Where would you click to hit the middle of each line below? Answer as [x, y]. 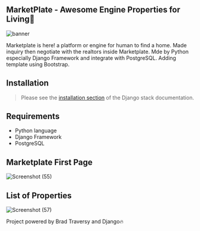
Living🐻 [20, 19]
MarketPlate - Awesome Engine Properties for [93, 10]
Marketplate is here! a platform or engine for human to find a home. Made [96, 45]
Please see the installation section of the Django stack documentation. [107, 98]
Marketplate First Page [49, 162]
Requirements [33, 116]
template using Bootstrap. [38, 64]
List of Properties [39, 195]
